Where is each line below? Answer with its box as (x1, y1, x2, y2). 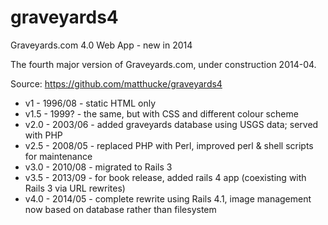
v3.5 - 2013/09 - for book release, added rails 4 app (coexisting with (24, 171, 307, 183)
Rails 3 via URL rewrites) (24, 182, 126, 194)
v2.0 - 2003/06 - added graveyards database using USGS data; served (24, 118, 319, 130)
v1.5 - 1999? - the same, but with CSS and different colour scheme (24, 107, 299, 120)
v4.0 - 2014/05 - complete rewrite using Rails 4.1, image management (24, 192, 312, 205)
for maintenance (24, 150, 93, 162)
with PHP (24, 129, 63, 141)
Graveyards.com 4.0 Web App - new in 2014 (10, 39, 193, 51)
